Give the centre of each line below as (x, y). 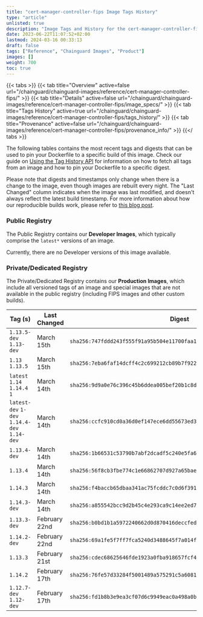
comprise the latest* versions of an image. (60, 240)
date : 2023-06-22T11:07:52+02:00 (48, 34)
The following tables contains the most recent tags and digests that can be (99, 148)
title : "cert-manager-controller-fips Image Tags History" (82, 12)
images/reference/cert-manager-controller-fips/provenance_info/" (89, 130)
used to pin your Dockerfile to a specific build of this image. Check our (94, 155)
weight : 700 (21, 62)
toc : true (19, 68)
